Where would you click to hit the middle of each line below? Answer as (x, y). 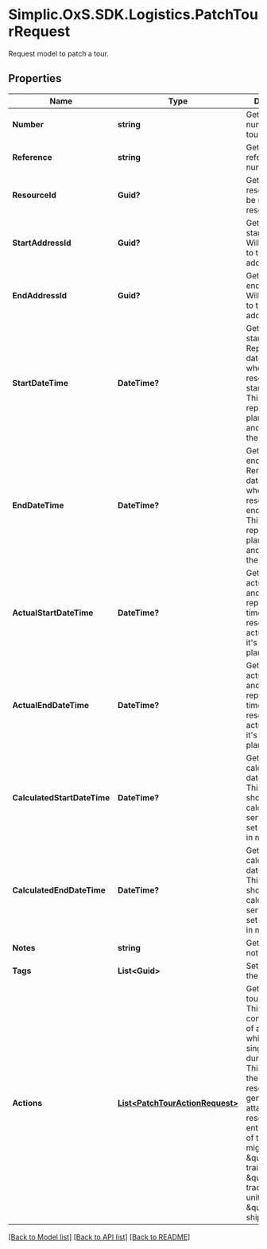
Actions (27, 1103)
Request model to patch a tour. (58, 53)
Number (28, 124)
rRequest (39, 31)
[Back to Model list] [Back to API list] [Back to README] (99, 1237)
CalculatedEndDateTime (59, 890)
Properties (35, 78)
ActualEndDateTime (51, 705)
